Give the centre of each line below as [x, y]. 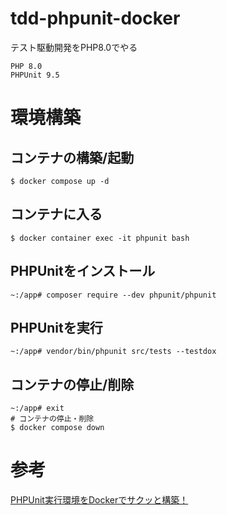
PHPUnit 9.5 [35, 75]
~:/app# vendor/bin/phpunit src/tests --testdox [113, 352]
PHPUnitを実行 [56, 327]
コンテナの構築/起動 [72, 157]
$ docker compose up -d [60, 181]
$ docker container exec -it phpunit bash [100, 238]
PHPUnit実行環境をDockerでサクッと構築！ [99, 500]
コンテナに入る [56, 214]
